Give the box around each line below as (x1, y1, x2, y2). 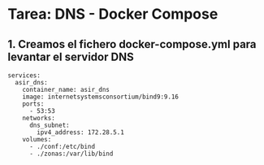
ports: (22, 100, 45, 108)
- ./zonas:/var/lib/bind (28, 150, 114, 158)
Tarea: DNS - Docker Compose (7, 5, 219, 24)
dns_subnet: (28, 121, 70, 129)
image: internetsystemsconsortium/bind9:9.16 (22, 93, 180, 101)
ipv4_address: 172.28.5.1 (37, 128, 125, 137)
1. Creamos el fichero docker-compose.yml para (7, 37, 257, 51)
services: (7, 72, 41, 80)
